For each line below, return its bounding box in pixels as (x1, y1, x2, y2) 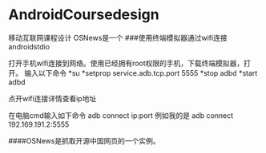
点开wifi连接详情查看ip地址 (8, 93, 97, 103)
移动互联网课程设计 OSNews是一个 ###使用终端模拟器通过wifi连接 (8, 33, 228, 42)
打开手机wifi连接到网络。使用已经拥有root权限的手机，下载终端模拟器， (8, 58, 244, 68)
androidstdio (8, 41, 50, 51)
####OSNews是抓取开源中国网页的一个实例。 (8, 135, 160, 145)
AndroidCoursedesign (8, 6, 159, 24)
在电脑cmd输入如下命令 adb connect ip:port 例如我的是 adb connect (8, 110, 234, 120)
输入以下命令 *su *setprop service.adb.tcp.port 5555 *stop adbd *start (23, 68, 258, 77)
